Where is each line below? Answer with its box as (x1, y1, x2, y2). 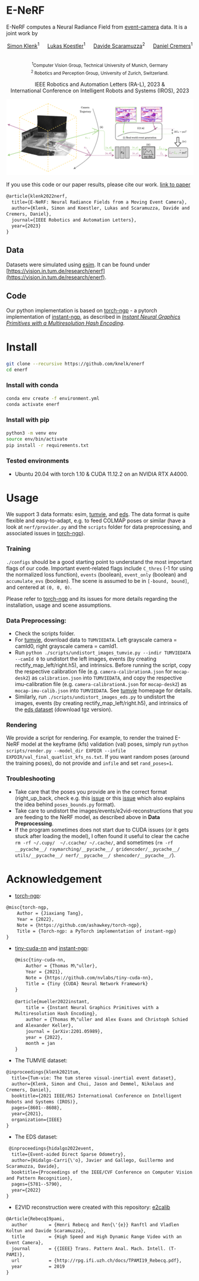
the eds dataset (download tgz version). (14, 706, 113, 713)
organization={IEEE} (11, 1116, 62, 1122)
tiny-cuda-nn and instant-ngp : (14, 944, 89, 951)
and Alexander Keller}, (14, 1022, 74, 1028)
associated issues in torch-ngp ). (6, 530, 85, 537)
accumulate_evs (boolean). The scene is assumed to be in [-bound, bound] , (6, 577, 189, 584)
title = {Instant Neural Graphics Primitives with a (26, 1004, 159, 1010)
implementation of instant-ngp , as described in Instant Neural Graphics (6, 313, 181, 320)
